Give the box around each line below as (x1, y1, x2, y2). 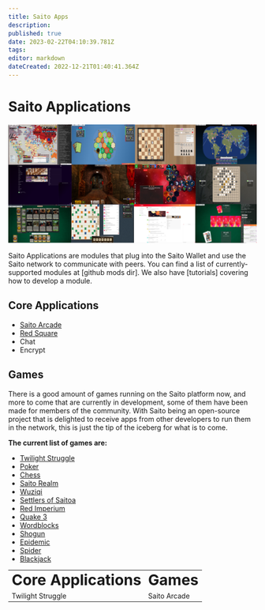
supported (8, 268, 42, 277)
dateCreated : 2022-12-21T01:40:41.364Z (8, 63, 140, 71)
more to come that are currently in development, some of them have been (8, 397, 248, 407)
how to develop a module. (8, 277, 92, 285)
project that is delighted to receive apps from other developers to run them (8, 414, 251, 424)
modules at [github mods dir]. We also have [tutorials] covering (43, 268, 248, 277)
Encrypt (19, 345, 46, 355)
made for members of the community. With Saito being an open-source (8, 405, 241, 415)
